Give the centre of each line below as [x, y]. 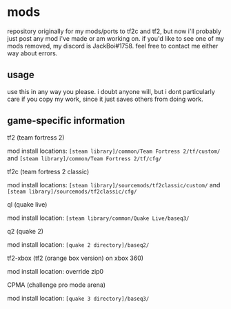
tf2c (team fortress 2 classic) [48, 171]
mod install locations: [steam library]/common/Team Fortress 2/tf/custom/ [114, 151]
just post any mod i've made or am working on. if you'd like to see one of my [115, 38]
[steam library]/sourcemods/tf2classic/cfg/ [72, 191]
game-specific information [66, 121]
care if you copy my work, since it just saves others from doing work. [105, 99]
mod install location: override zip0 [56, 271]
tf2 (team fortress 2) [36, 137]
